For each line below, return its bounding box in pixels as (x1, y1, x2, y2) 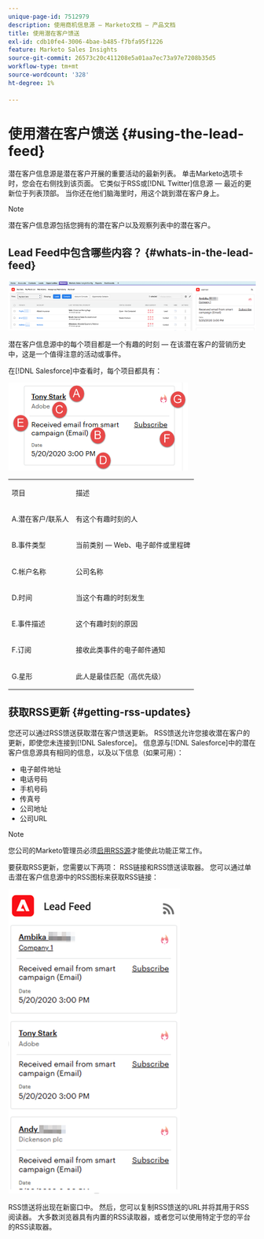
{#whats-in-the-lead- (144, 246, 254, 259)
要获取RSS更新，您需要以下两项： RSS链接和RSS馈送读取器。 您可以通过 (8, 862, 245, 871)
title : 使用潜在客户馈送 (8, 29, 80, 37)
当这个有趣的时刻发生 (75, 593, 145, 602)
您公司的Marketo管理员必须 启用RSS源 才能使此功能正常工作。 (8, 845, 207, 855)
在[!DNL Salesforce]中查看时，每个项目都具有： (8, 366, 163, 375)
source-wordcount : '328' (8, 71, 90, 79)
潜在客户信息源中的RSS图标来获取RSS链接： (14, 872, 159, 882)
